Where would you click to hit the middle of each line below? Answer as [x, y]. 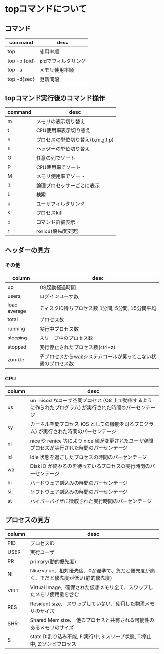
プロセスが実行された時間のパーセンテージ [79, 448]
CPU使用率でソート [58, 167]
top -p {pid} [21, 61]
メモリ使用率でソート [61, 176]
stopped [17, 347]
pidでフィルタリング [63, 61]
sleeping [17, 338]
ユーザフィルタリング [61, 204]
